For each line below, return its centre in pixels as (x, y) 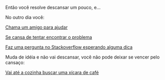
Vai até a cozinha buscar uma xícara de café (52, 72)
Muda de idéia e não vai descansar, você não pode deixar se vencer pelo (82, 57)
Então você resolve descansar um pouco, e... (53, 7)
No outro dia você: (25, 17)
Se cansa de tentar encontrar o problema (49, 37)
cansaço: (15, 63)
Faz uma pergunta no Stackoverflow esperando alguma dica (69, 47)
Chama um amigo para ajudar (37, 27)
